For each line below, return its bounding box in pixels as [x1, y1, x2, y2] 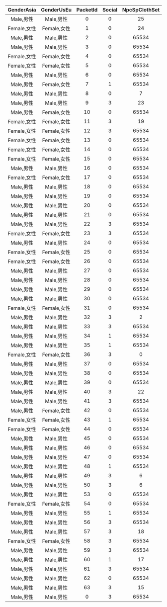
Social [102, 6, 118, 13]
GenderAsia [7, 6, 36, 13]
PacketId [76, 6, 98, 13]
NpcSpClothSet [122, 6, 160, 13]
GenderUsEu [41, 6, 72, 13]
